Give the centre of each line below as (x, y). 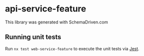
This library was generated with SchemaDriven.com (57, 22)
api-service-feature (46, 9)
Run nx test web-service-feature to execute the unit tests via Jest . (72, 48)
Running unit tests (33, 37)
